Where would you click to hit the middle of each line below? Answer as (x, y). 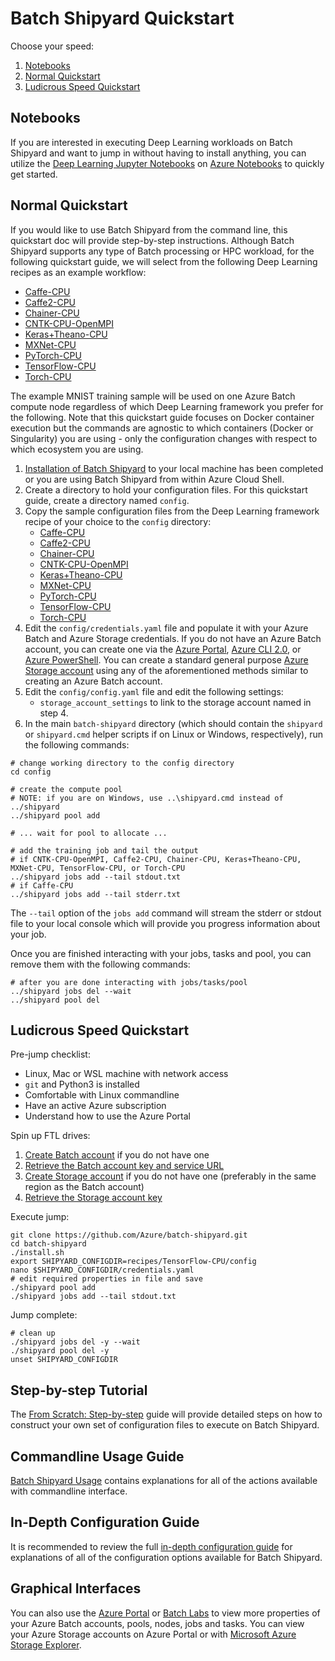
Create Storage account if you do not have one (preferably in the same (170, 1176)
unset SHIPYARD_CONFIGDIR (64, 1360)
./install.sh (37, 1253)
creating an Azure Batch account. (93, 681)
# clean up (33, 1333)
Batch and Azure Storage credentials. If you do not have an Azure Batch (173, 638)
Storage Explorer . (46, 1644)
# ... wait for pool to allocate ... (89, 833)
